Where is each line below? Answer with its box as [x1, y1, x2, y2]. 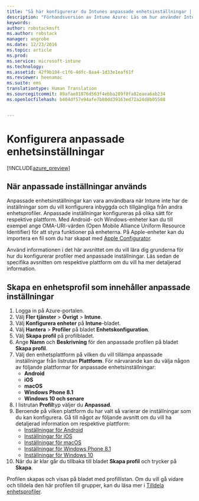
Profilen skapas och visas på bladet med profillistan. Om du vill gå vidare [6, 476, 184, 483]
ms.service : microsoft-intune [6, 58, 81, 64]
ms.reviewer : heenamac [6, 74, 63, 80]
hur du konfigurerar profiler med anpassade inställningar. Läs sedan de [6, 252, 180, 260]
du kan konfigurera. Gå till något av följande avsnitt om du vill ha [15, 414, 172, 421]
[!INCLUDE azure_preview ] [6, 164, 70, 171]
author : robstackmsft [6, 25, 60, 31]
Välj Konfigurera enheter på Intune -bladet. [15, 320, 121, 327]
